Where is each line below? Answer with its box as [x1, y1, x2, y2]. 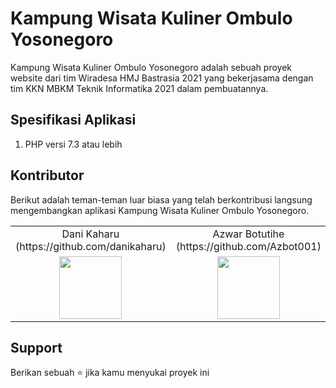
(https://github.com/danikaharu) [15, 239, 167, 253]
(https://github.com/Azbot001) [175, 239, 322, 253]
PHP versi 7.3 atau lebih [24, 138, 123, 150]
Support [10, 339, 63, 356]
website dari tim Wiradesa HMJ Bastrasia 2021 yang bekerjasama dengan [10, 72, 314, 84]
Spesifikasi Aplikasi [10, 112, 137, 129]
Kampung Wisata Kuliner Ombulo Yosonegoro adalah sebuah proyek [10, 61, 293, 73]
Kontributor [10, 167, 85, 184]
